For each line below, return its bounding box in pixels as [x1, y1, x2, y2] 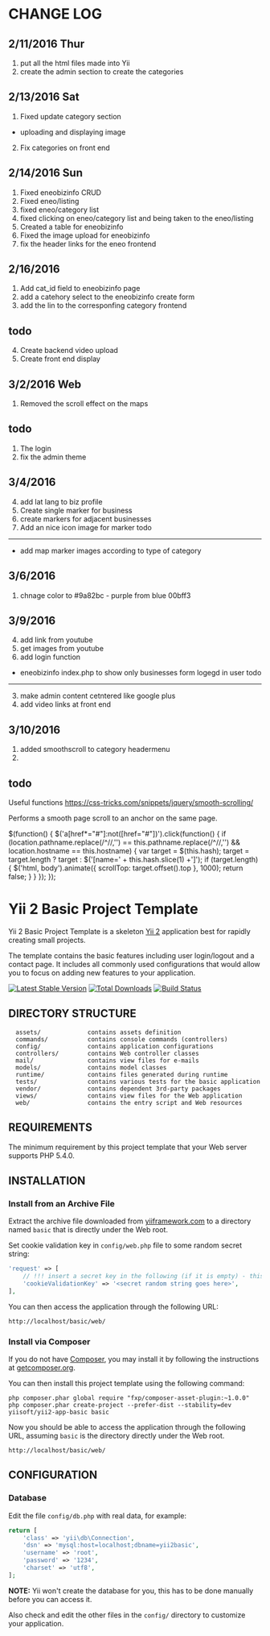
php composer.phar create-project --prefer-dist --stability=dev [8, 1401, 231, 1409]
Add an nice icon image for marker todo [19, 522, 153, 532]
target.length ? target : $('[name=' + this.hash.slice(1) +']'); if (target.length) [8, 854, 259, 864]
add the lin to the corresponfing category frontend [19, 301, 187, 310]
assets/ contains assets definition [15, 1028, 182, 1036]
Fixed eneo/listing [19, 196, 80, 206]
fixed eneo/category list [19, 205, 100, 214]
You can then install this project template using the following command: [8, 1378, 245, 1388]
